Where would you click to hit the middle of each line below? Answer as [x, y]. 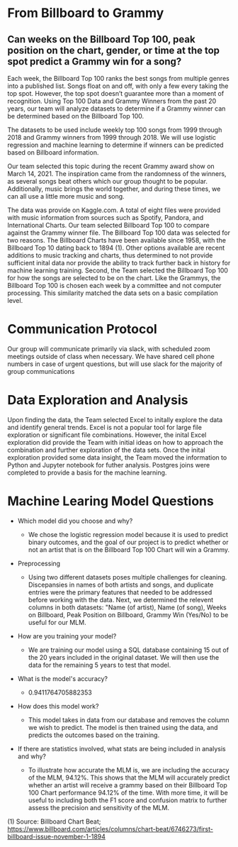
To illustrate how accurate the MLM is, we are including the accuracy [129, 770]
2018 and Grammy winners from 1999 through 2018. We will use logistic [112, 137]
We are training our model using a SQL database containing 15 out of [128, 650]
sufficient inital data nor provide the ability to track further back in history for [119, 263]
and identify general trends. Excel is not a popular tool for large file [104, 427]
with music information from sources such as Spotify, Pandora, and [106, 217]
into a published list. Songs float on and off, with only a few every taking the [118, 86]
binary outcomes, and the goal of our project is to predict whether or [128, 542]
